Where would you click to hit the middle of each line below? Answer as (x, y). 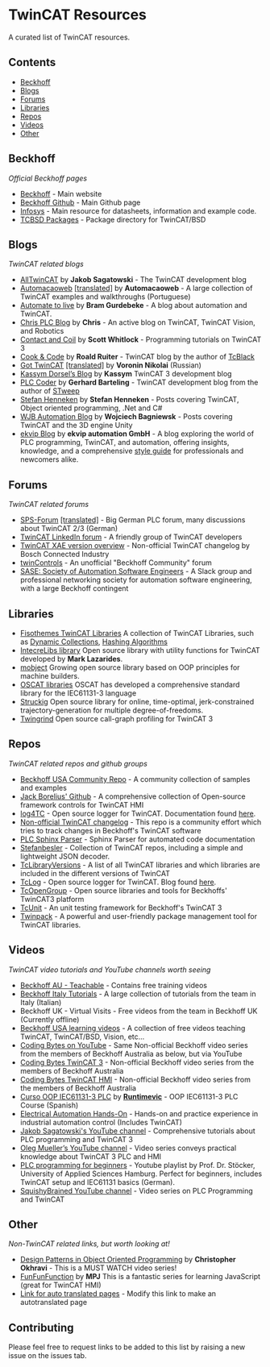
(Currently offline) (50, 1019)
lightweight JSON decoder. (65, 856)
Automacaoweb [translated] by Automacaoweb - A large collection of (136, 289)
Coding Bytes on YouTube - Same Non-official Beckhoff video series (134, 1045)
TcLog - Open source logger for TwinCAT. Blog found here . (118, 882)
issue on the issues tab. (48, 1356)
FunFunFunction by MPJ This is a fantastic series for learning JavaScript (140, 1277)
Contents (32, 62)
